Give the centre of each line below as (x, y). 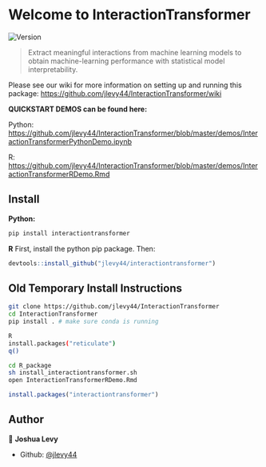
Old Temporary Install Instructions (95, 288)
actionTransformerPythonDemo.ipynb (70, 141)
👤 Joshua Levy (33, 439)
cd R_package (30, 365)
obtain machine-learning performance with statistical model (126, 61)
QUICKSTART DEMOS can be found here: (78, 109)
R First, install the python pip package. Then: (82, 248)
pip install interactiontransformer (69, 233)
